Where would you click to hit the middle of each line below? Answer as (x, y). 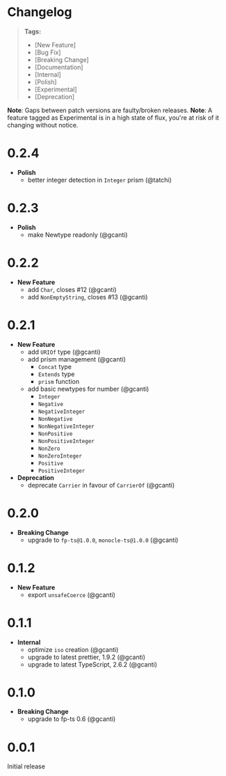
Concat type (55, 366)
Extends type (56, 374)
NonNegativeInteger (66, 426)
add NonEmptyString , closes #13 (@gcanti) (88, 297)
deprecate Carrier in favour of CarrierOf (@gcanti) (101, 485)
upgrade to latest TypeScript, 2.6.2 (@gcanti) (92, 664)
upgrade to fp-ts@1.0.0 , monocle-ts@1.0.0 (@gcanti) (103, 540)
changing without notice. (43, 125)
